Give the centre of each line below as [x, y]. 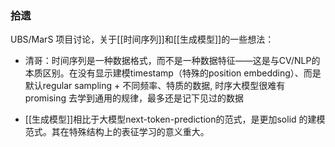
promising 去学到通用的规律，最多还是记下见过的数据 [134, 98]
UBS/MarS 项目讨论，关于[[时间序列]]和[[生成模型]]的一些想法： [142, 39]
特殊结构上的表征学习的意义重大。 [139, 132]
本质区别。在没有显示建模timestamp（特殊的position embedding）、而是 [173, 73]
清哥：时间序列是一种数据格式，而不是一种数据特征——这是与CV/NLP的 [172, 61]
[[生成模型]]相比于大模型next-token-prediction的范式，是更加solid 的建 [170, 119]
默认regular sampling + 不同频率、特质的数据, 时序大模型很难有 [155, 86]
